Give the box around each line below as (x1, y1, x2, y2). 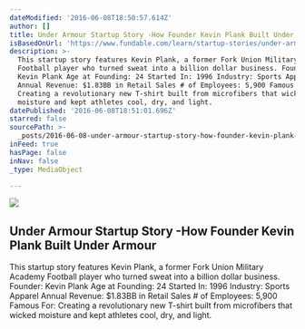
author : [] (9, 22, 51, 31)
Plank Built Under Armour (9, 237, 157, 253)
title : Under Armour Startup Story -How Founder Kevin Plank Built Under (9, 30, 295, 39)
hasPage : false (9, 148, 67, 157)
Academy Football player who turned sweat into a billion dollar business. (9, 271, 280, 282)
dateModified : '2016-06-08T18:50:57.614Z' (9, 13, 172, 23)
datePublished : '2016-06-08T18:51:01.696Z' (9, 106, 177, 115)
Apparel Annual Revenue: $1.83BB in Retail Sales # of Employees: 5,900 (9, 291, 279, 302)
